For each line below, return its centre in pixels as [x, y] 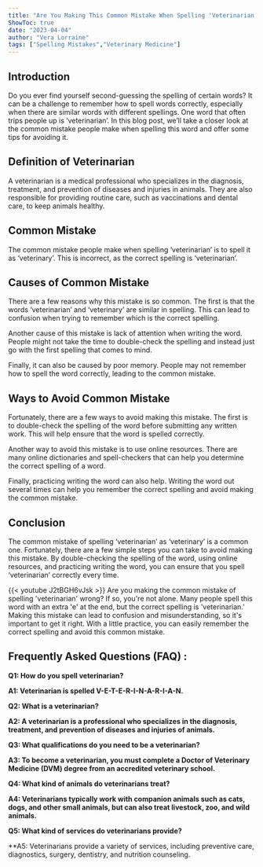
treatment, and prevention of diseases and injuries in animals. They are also [130, 189]
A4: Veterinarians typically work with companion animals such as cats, [127, 799]
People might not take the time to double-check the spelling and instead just [131, 342]
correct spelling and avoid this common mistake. [87, 632]
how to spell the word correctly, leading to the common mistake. [112, 373]
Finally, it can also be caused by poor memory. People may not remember [127, 366]
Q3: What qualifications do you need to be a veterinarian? [104, 744]
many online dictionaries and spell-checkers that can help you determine [126, 457]
